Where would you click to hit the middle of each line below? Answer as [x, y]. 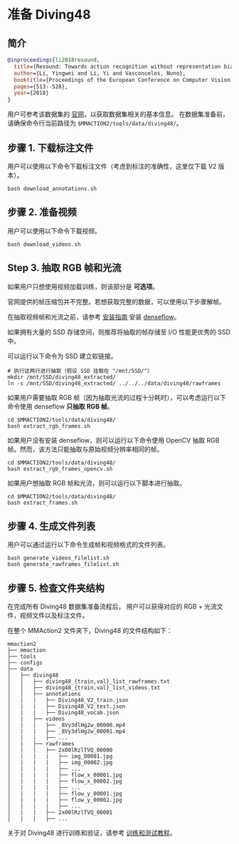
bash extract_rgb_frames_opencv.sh [60, 469]
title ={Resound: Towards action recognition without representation [117, 66]
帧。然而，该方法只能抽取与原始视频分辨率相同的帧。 [85, 449]
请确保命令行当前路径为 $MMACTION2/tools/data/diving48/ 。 [95, 123]
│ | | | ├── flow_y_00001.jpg [65, 794]
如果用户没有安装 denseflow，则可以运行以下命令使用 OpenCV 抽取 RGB [113, 440]
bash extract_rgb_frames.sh [49, 426]
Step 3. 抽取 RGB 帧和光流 [64, 268]
